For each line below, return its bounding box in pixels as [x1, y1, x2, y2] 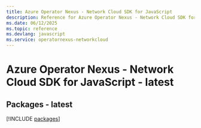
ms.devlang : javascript [6, 31, 66, 37]
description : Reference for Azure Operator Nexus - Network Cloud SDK [6, 14, 186, 20]
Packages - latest [6, 99, 73, 109]
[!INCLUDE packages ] [6, 115, 60, 122]
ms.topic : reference [6, 25, 58, 32]
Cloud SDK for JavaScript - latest [6, 76, 174, 89]
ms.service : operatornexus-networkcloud [6, 37, 109, 43]
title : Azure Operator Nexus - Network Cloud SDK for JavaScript [6, 8, 172, 15]
